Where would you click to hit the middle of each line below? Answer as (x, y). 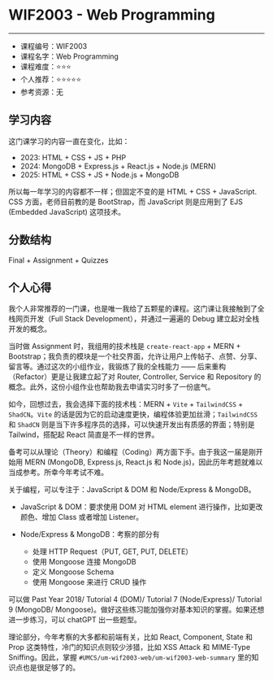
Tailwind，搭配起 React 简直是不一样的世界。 (84, 435)
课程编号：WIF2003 (54, 46)
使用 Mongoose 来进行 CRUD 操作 (89, 582)
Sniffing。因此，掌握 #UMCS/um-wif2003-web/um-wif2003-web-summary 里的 (130, 657)
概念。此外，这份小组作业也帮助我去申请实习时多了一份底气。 (112, 387)
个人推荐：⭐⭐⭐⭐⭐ (51, 79)
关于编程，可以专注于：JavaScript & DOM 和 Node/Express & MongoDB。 (132, 490)
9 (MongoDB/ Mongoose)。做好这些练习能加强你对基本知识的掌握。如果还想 (136, 610)
